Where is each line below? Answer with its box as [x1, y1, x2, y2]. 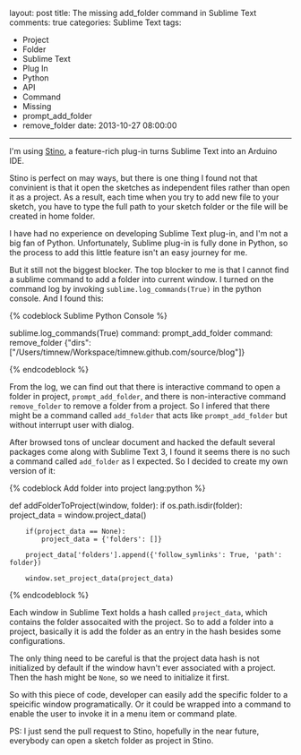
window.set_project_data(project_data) [25, 574, 175, 583]
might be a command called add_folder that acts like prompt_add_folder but [9, 410, 288, 420]
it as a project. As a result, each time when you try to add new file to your [9, 192, 279, 202]
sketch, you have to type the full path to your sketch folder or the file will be [9, 202, 288, 211]
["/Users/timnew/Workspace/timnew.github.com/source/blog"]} [9, 347, 245, 357]
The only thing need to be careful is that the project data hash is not [9, 653, 260, 664]
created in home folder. [9, 210, 96, 221]
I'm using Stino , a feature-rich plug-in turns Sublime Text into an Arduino [9, 146, 278, 156]
